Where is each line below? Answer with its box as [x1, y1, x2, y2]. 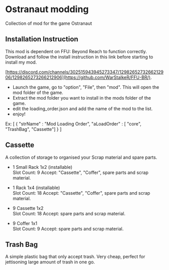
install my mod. [5, 59, 37, 65]
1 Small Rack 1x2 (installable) [12, 164, 72, 170]
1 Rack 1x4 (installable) [12, 185, 60, 191]
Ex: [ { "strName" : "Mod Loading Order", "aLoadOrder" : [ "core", [5, 120, 142, 127]
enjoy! [12, 111, 26, 117]
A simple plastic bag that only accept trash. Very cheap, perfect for [5, 254, 146, 260]
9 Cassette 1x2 [12, 205, 44, 211]
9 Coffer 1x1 [12, 220, 37, 226]
